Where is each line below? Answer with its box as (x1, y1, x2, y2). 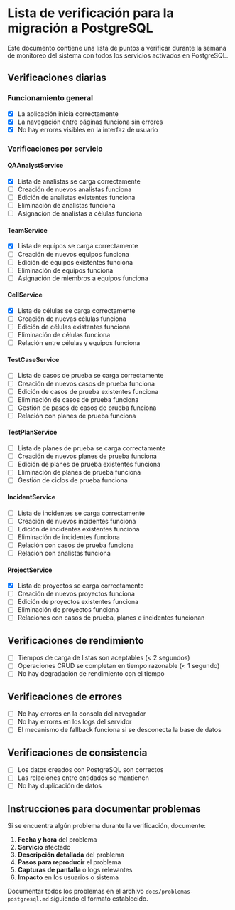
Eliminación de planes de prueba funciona (17, 468, 141, 477)
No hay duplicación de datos (17, 781, 102, 790)
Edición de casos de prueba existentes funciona (17, 387, 159, 396)
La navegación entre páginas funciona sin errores (17, 117, 163, 126)
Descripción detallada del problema (17, 850, 124, 859)
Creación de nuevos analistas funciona (17, 185, 132, 194)
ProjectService (7, 566, 53, 574)
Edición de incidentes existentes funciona (17, 524, 140, 533)
